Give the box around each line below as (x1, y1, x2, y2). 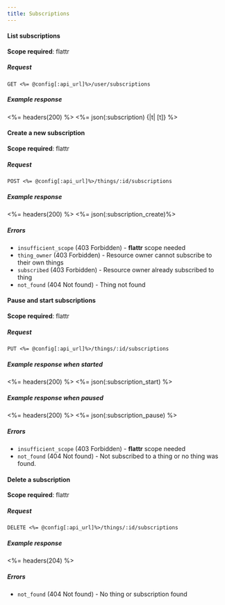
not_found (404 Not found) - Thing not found (17, 280, 146, 289)
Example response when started (7, 360, 103, 368)
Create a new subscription (7, 129, 85, 137)
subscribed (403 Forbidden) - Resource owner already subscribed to (17, 265, 215, 274)
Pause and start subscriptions (7, 297, 96, 305)
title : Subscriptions (7, 10, 70, 17)
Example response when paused (7, 393, 104, 402)
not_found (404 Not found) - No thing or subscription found (17, 590, 187, 599)
